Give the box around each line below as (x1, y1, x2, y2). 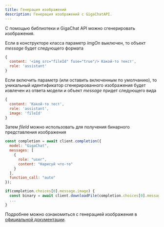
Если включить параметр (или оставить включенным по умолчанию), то (5, 77, 157, 83)
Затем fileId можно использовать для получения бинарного (5, 124, 130, 130)
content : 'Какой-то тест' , (9, 101, 64, 106)
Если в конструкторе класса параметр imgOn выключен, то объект (5, 40, 146, 46)
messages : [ (9, 148, 34, 153)
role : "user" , (18, 157, 47, 162)
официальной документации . (5, 216, 66, 222)
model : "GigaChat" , (9, 143, 49, 149)
